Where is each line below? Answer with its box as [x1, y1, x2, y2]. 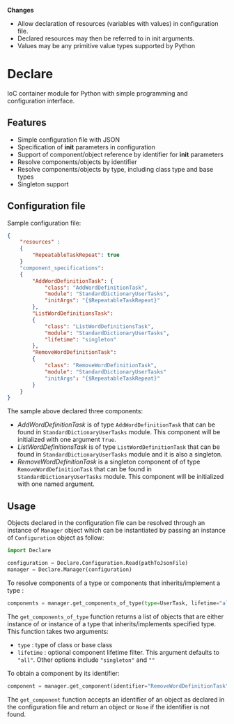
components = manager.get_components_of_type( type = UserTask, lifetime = [7, 600, 219, 607]
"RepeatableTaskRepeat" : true [32, 251, 120, 259]
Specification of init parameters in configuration [17, 142, 155, 151]
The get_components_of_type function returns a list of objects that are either [7, 612, 224, 621]
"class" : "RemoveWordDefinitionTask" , [44, 362, 157, 369]
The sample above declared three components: [7, 407, 143, 415]
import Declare [7, 547, 52, 554]
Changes [7, 6, 34, 14]
